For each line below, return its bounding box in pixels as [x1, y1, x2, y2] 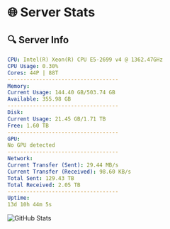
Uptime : [7, 194, 30, 202]
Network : [7, 155, 33, 162]
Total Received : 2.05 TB [7, 181, 81, 189]
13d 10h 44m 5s [7, 201, 52, 208]
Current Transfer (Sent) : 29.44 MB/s [7, 162, 119, 169]
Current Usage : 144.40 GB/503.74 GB [7, 89, 115, 96]
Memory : [7, 82, 30, 89]
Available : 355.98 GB [7, 96, 72, 103]
